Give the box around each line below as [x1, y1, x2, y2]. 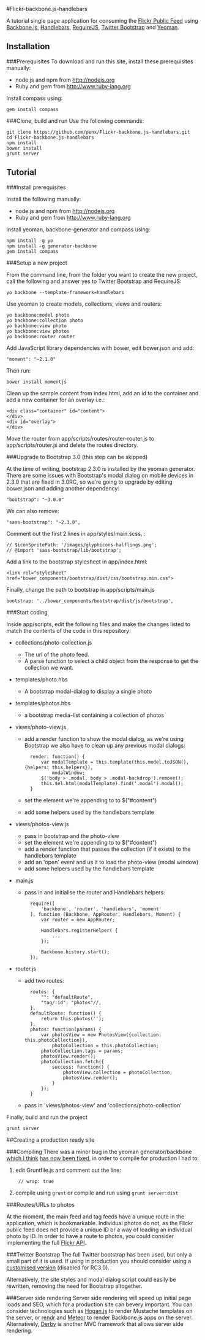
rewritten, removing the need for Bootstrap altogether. [6, 1282, 143, 1290]
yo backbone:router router [6, 333, 75, 339]
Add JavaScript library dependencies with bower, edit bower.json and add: [6, 344, 195, 352]
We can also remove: [6, 507, 59, 514]
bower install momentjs [6, 379, 67, 385]
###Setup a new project [6, 259, 67, 266]
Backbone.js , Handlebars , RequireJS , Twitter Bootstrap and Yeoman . [6, 24, 179, 31]
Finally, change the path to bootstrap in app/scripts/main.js [6, 586, 155, 593]
